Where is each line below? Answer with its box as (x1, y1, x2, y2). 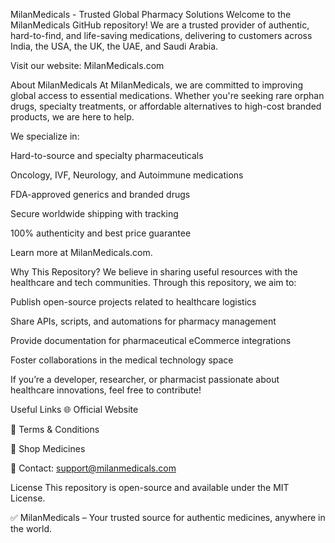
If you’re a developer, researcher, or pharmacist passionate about (10, 374, 280, 385)
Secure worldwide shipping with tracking (10, 208, 179, 219)
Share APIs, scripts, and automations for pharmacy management (10, 315, 277, 327)
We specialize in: (10, 130, 80, 142)
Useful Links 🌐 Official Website (10, 404, 139, 415)
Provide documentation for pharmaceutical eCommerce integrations (10, 335, 292, 346)
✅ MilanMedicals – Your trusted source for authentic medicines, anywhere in (10, 512, 326, 523)
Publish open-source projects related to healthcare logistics (10, 296, 257, 308)
